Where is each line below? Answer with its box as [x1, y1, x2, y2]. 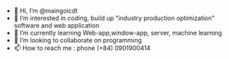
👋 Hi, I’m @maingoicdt [13, 7, 78, 15]
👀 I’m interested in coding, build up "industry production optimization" [13, 14, 215, 22]
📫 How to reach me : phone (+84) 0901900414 [13, 44, 151, 52]
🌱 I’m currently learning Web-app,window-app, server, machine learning [13, 28, 222, 37]
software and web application [13, 22, 100, 29]
